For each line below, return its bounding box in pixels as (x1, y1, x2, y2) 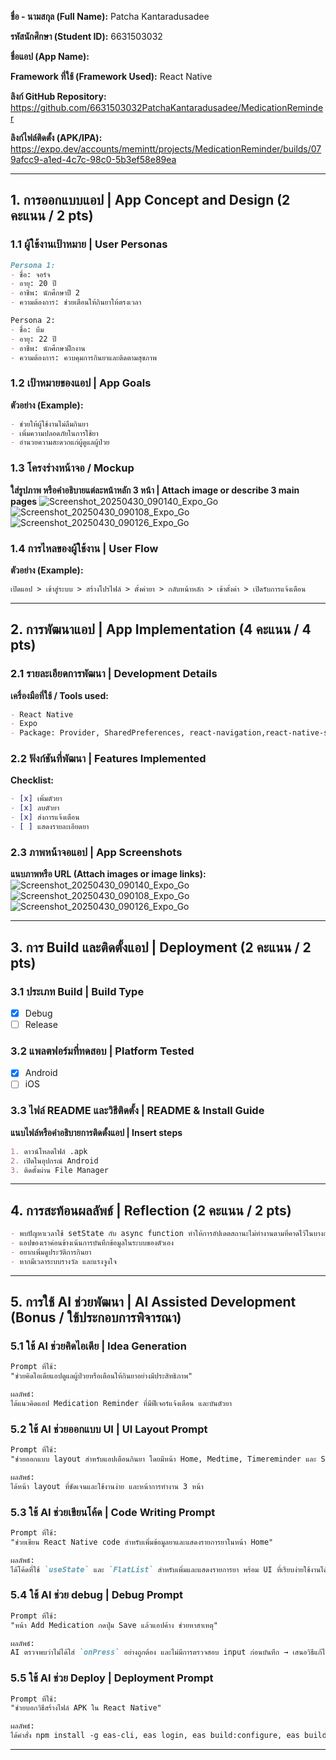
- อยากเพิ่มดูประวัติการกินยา (10, 1247, 92, 1257)
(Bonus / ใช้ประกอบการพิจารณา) (10, 1309, 182, 1326)
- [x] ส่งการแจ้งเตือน (10, 812, 80, 823)
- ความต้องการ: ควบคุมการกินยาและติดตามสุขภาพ (10, 352, 158, 363)
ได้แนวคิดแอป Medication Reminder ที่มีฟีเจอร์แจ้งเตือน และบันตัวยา (10, 1399, 232, 1409)
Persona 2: (10, 316, 56, 326)
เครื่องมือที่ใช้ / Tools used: (10, 689, 109, 701)
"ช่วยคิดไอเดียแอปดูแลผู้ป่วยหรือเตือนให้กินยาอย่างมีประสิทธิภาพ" (10, 1371, 193, 1381)
